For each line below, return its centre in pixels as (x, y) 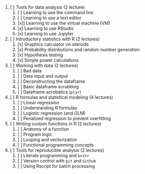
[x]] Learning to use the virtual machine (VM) (64, 23)
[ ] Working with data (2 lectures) (44, 65)
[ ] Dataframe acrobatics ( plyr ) (49, 92)
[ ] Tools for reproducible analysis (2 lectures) (57, 150)
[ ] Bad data (29, 71)
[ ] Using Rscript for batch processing (56, 166)
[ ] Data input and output (43, 76)
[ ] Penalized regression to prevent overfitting (64, 118)
